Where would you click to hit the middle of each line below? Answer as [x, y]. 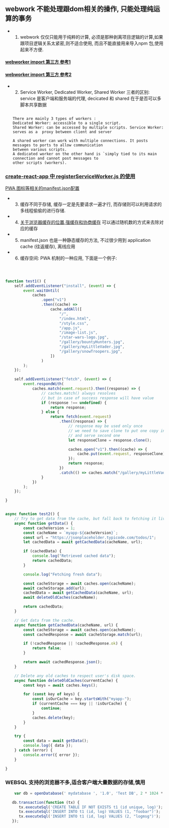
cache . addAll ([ [66, 309]
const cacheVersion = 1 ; [49, 528]
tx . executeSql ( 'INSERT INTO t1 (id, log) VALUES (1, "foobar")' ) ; [90, 812]
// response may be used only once [105, 426]
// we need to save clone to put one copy [113, 431]
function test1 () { [26, 281]
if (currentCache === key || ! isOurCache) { [79, 704]
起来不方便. [32, 49]
